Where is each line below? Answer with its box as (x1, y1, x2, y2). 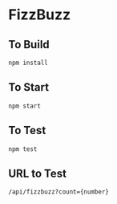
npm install (8, 59, 48, 67)
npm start (8, 102, 42, 110)
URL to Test (8, 167, 67, 181)
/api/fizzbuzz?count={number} (8, 188, 110, 196)
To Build (8, 38, 50, 51)
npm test (8, 145, 38, 153)
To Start (8, 80, 50, 94)
